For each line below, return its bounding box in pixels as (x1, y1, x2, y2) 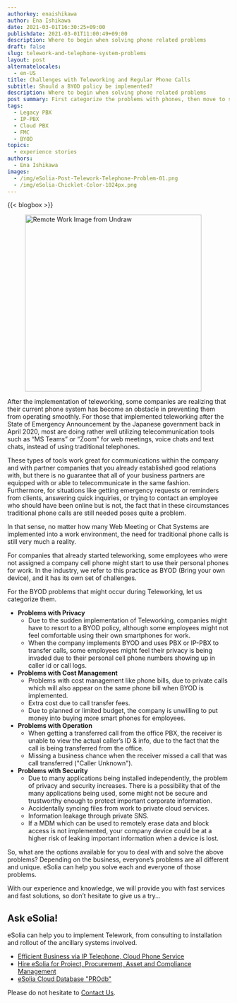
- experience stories (13, 149, 78, 156)
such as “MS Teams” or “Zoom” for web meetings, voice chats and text (7, 435, 214, 443)
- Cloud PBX (13, 122, 49, 129)
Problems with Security (17, 767, 88, 775)
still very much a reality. (7, 538, 76, 546)
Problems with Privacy (17, 609, 86, 618)
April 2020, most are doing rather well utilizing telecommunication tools (7, 427, 215, 436)
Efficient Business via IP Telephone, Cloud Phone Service (17, 952, 185, 961)
